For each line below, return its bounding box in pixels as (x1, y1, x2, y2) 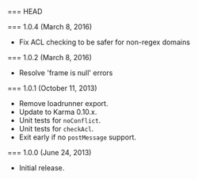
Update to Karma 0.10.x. (18, 107, 97, 116)
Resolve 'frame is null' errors (18, 68, 113, 78)
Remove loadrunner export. (18, 99, 109, 108)
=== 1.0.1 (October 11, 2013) (7, 83, 97, 93)
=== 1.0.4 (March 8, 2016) (7, 22, 93, 31)
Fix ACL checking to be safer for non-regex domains (18, 37, 191, 47)
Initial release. (18, 163, 65, 173)
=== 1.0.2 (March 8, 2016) (7, 53, 93, 62)
